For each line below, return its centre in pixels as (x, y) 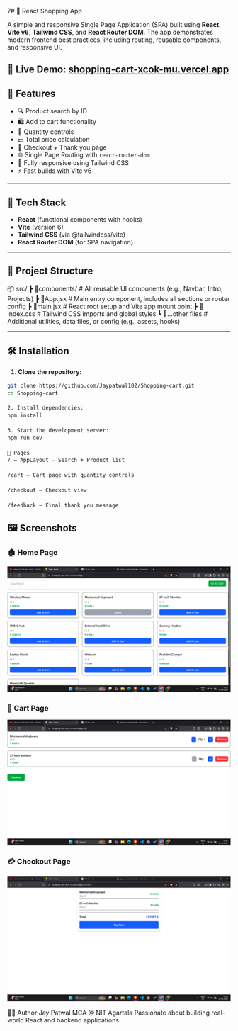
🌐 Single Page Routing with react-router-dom (84, 155)
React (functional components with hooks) (80, 220)
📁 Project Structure (50, 271)
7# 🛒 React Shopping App (45, 11)
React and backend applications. (73, 1020)
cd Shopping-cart (33, 393)
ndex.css (21, 314)
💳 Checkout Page (39, 862)
